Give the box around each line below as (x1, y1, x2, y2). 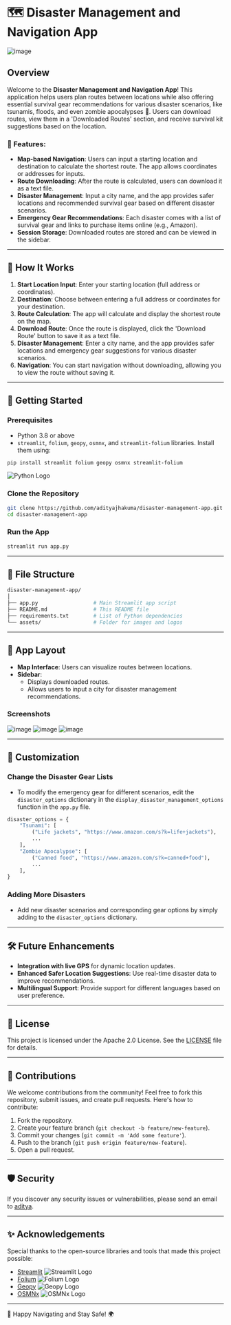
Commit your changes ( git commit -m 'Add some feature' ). (16, 1130, 187, 1139)
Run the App (7, 527, 49, 537)
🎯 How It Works (7, 262, 74, 274)
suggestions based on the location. (7, 121, 107, 130)
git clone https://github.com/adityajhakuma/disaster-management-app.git (7, 504, 223, 511)
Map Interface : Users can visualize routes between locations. (16, 662, 192, 671)
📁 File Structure (7, 569, 75, 580)
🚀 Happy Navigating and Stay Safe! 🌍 (7, 1310, 115, 1318)
